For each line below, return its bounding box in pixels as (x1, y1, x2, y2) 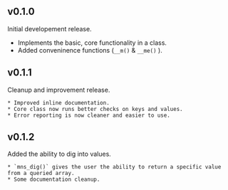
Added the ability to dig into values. (7, 149, 112, 159)
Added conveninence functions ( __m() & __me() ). (17, 46, 162, 54)
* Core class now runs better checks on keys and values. (7, 105, 183, 112)
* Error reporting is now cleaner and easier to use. (7, 112, 171, 119)
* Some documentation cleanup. (7, 176, 100, 184)
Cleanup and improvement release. (7, 85, 110, 94)
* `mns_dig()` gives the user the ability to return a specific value (7, 164, 222, 171)
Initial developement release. (7, 24, 92, 33)
